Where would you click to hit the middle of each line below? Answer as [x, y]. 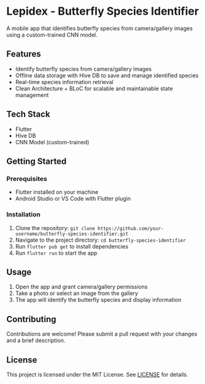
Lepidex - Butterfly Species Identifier [103, 11]
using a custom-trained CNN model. [52, 34]
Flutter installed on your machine [57, 192]
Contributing [31, 319]
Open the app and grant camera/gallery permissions [81, 287]
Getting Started [37, 161]
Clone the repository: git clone [55, 228]
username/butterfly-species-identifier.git [72, 234]
